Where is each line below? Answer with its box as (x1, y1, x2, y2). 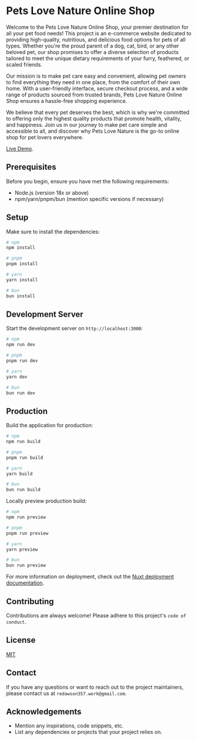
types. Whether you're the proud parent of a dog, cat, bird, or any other (6, 42, 179, 49)
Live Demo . (6, 145, 34, 152)
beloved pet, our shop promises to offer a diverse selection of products (6, 48, 179, 55)
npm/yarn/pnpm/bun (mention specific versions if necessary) (14, 195, 164, 202)
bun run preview (6, 562, 46, 568)
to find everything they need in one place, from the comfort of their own (6, 78, 181, 86)
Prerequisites (6, 162, 56, 172)
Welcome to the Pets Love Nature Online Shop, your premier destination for (6, 24, 189, 31)
